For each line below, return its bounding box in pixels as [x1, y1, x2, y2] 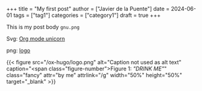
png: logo [6, 47, 31, 54]
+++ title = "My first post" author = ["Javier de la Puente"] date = [6, 5, 170, 12]
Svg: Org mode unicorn [6, 35, 65, 42]
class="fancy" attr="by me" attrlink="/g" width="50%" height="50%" [6, 72, 182, 78]
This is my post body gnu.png [6, 24, 80, 30]
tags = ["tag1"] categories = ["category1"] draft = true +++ [13, 12, 161, 19]
